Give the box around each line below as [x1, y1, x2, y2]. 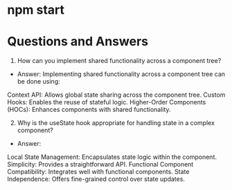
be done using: [17, 77, 60, 86]
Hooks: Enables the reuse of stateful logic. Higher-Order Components [7, 98, 206, 106]
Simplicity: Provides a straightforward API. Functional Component [7, 160, 194, 169]
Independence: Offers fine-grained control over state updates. [7, 175, 186, 183]
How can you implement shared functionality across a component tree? [17, 57, 222, 65]
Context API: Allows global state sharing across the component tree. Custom [7, 91, 226, 99]
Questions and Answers [7, 34, 149, 50]
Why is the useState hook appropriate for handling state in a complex [17, 119, 215, 127]
